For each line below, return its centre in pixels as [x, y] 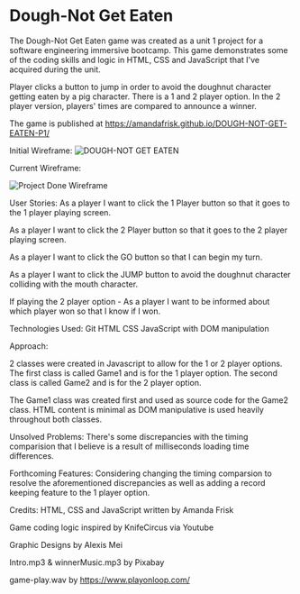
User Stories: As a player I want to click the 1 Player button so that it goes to [150, 203]
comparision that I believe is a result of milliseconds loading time [129, 446]
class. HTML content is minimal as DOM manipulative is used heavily [136, 409]
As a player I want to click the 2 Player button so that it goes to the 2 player [149, 230]
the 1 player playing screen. [60, 212]
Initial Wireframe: [41, 151]
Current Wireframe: [45, 168]
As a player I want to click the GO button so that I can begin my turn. [136, 257]
